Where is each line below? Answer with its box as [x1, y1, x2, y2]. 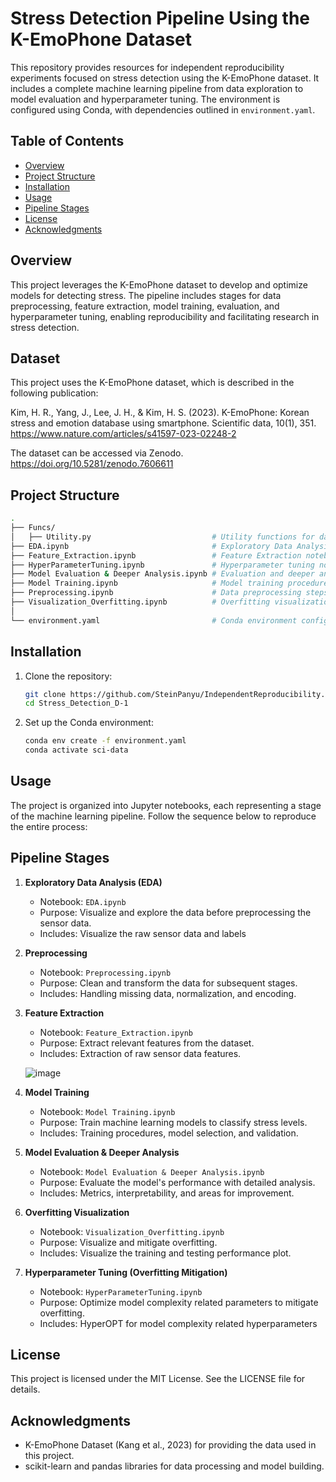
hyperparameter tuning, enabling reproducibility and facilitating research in [10, 310, 320, 322]
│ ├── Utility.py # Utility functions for [10, 532, 315, 542]
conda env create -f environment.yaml [24, 736, 187, 746]
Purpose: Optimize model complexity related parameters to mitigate [39, 1296, 319, 1308]
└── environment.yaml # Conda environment [10, 615, 298, 626]
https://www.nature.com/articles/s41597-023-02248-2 [10, 428, 237, 440]
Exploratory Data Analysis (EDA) [24, 876, 163, 888]
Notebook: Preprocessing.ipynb [39, 966, 172, 978]
